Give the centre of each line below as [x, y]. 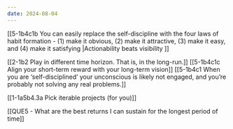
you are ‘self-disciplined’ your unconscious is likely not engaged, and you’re [117, 77]
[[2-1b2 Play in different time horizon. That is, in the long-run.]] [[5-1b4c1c [114, 62]
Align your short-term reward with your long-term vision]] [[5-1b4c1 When [114, 69]
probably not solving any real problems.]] [67, 84]
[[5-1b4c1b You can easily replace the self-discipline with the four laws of [113, 33]
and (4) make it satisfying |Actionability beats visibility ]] [88, 48]
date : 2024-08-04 [33, 14]
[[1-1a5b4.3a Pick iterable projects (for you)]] [72, 98]
